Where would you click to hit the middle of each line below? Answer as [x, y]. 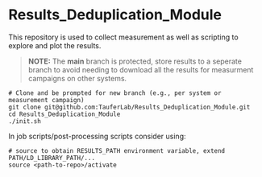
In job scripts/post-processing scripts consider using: [97, 136]
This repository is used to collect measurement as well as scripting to [124, 37]
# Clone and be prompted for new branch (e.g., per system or [115, 93]
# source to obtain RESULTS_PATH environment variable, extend [117, 150]
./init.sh [25, 121]
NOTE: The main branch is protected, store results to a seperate [135, 61]
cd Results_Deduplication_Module [64, 114]
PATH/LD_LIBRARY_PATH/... [52, 158]
